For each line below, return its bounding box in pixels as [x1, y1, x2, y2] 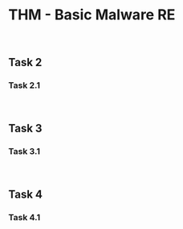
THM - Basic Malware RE [8, 6, 176, 24]
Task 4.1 [8, 211, 41, 223]
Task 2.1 [8, 80, 41, 91]
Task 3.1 [8, 145, 40, 156]
